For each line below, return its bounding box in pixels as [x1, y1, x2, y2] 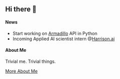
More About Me [5, 68, 38, 74]
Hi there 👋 [5, 5, 37, 14]
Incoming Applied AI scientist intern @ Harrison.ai [12, 36, 115, 42]
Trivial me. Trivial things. [5, 58, 56, 64]
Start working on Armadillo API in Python [12, 30, 97, 36]
